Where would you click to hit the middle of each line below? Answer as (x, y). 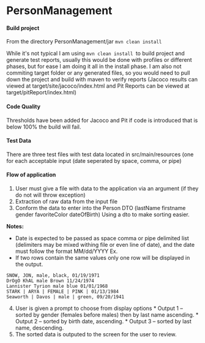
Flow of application (31, 175)
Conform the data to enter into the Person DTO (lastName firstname (100, 208)
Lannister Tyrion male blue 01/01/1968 (57, 286)
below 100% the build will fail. (44, 127)
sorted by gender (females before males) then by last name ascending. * (107, 315)
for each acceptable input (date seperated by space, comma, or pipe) (94, 160)
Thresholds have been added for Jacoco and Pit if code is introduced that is (102, 120)
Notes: (15, 226)
